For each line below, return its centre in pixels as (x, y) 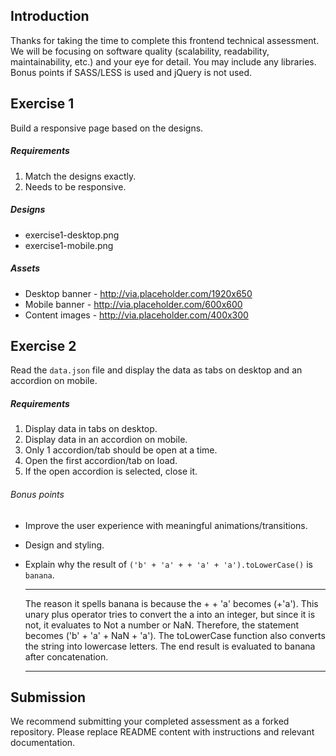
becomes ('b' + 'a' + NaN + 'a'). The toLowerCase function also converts (175, 635)
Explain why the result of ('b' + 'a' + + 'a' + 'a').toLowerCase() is (168, 564)
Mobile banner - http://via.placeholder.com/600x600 (133, 304)
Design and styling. (64, 545)
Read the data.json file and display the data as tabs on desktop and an (156, 370)
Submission (48, 697)
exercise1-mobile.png (69, 245)
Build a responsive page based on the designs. (107, 128)
